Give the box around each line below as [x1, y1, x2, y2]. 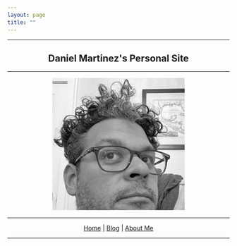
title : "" [7, 18, 37, 26]
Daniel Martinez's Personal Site [48, 52, 189, 64]
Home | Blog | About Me [83, 224, 154, 233]
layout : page [7, 11, 46, 18]
